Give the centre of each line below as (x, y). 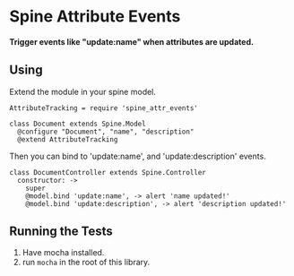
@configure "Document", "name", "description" (106, 132)
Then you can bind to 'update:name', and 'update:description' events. (138, 156)
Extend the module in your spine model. (83, 91)
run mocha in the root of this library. (86, 263)
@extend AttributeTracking (68, 139)
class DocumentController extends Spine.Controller (108, 172)
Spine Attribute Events (95, 17)
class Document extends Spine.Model (78, 124)
